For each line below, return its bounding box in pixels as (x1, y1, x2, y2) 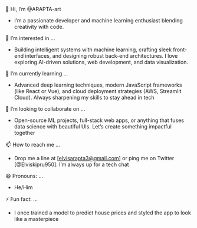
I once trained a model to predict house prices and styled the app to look (14, 209, 191, 216)
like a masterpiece (14, 216, 59, 222)
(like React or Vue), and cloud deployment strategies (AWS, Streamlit (14, 88, 182, 94)
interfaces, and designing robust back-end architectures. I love (25, 52, 178, 59)
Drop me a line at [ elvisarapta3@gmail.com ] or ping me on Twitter (14, 155, 175, 161)
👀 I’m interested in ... (5, 35, 55, 41)
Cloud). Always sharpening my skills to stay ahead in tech (14, 94, 155, 101)
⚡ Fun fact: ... (5, 196, 38, 203)
